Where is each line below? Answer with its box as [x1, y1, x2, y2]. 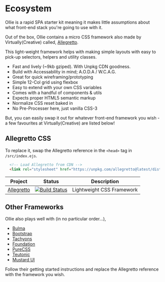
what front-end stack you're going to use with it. [5, 24, 103, 30]
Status [43, 178, 59, 185]
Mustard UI [12, 257, 35, 263]
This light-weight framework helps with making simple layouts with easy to [5, 49, 156, 55]
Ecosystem [5, 3, 52, 14]
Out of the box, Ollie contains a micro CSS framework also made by [5, 34, 141, 40]
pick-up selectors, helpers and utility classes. [5, 54, 97, 60]
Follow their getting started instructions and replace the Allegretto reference [5, 266, 159, 272]
